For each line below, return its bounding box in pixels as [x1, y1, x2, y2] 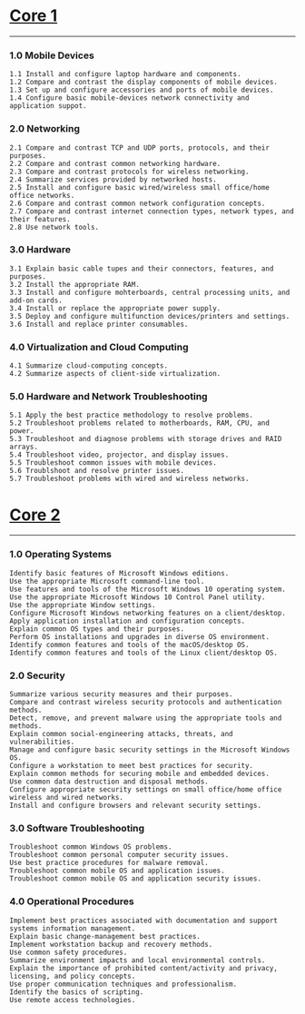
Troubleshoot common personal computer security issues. [9, 851, 230, 860]
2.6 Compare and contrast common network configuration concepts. [9, 199, 266, 208]
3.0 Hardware [9, 243, 71, 256]
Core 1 [9, 5, 57, 26]
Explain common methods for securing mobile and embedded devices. [9, 769, 271, 778]
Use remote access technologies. [9, 995, 136, 1004]
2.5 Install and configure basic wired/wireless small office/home [9, 182, 271, 192]
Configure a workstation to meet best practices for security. [9, 761, 254, 770]
